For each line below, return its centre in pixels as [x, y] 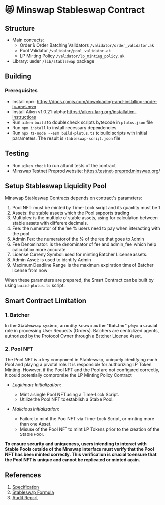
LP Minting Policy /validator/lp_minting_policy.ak [72, 56]
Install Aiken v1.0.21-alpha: [39, 112]
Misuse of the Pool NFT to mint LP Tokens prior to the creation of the [89, 429]
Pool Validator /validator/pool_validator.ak [65, 51]
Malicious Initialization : [35, 409]
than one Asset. [35, 424]
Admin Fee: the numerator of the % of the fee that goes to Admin [78, 239]
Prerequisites [21, 91]
